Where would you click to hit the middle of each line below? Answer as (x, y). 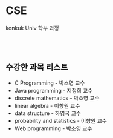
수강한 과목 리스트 (37, 67)
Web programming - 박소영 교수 (53, 128)
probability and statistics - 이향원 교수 (60, 120)
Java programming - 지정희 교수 (53, 90)
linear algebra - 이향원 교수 (47, 105)
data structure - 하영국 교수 (47, 113)
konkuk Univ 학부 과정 (32, 28)
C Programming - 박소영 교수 (50, 83)
